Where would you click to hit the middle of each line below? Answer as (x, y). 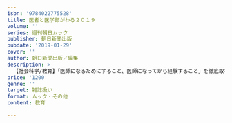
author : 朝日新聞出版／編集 (43, 58)
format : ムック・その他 (38, 97)
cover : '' (21, 52)
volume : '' (23, 26)
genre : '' (21, 84)
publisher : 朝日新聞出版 (40, 39)
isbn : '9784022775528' (40, 13)
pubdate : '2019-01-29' (40, 45)
